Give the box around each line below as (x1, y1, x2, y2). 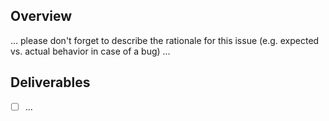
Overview (10, 8, 73, 25)
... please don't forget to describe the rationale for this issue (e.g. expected (10, 34, 320, 46)
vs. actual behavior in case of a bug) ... (10, 45, 171, 57)
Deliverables (10, 74, 91, 91)
